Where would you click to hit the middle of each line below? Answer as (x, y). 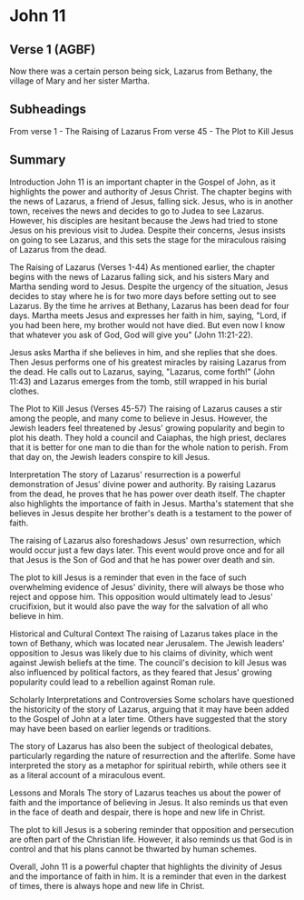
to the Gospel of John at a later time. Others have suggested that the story (148, 718)
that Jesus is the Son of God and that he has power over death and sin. (142, 559)
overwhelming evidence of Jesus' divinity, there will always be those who (147, 586)
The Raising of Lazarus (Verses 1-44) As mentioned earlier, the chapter (142, 267)
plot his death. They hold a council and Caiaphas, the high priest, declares (148, 437)
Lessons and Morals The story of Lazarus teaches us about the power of (145, 793)
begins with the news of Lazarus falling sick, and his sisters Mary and (139, 276)
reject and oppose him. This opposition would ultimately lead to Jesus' (142, 596)
